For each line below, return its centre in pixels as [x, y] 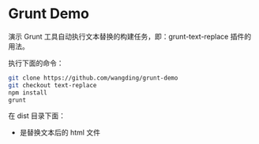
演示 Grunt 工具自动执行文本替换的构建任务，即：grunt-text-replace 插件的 [129, 36]
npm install [28, 92]
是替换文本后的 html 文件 [60, 133]
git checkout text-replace [53, 85]
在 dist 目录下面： [37, 116]
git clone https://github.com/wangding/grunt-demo [93, 78]
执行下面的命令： [36, 63]
